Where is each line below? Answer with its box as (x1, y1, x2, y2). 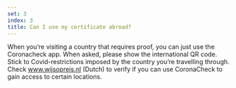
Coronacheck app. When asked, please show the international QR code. (7, 50, 218, 58)
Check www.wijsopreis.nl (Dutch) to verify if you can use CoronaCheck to (7, 65, 223, 74)
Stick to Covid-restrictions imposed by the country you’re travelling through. (7, 58, 230, 66)
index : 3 (7, 17, 33, 24)
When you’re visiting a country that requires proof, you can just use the (7, 43, 215, 51)
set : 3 (7, 10, 27, 18)
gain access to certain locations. (7, 73, 103, 81)
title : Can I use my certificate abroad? (7, 23, 132, 30)
